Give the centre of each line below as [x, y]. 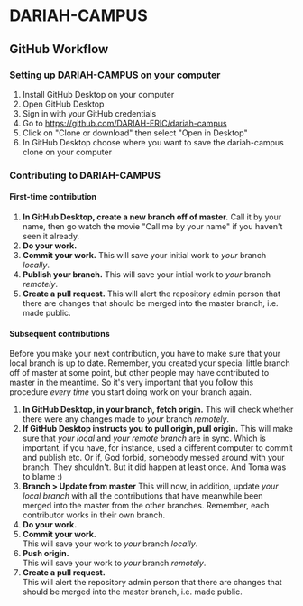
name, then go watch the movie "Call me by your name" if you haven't [152, 226]
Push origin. [46, 554]
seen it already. [51, 236]
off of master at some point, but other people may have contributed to [139, 373]
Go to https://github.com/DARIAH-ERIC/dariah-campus [124, 123]
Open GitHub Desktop [63, 104]
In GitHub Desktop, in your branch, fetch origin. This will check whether [158, 410]
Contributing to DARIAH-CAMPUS [85, 175]
